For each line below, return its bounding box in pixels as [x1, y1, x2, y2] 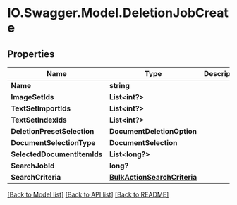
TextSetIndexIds [11, 115, 67, 125]
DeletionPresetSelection [11, 127, 95, 136]
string [109, 81, 130, 90]
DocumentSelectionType [11, 138, 96, 147]
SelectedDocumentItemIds [11, 149, 103, 159]
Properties [7, 48, 55, 60]
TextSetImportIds [11, 104, 71, 113]
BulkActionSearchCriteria [109, 173, 197, 182]
